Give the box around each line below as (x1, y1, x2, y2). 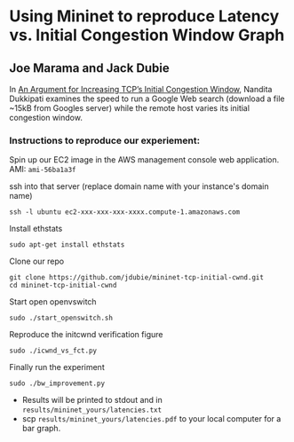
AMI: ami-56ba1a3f (9, 164, 76, 175)
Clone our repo (9, 256, 65, 267)
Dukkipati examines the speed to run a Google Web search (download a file (9, 93, 285, 104)
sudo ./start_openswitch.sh (9, 313, 114, 323)
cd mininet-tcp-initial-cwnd (9, 281, 117, 290)
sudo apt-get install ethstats (9, 241, 125, 249)
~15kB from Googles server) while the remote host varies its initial (9, 103, 250, 113)
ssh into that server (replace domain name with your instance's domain (9, 181, 269, 192)
